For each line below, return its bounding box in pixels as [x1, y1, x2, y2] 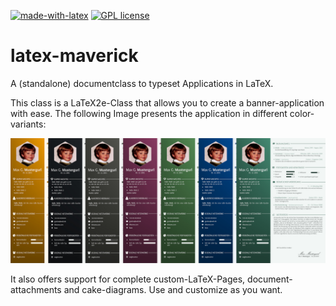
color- [289, 107, 315, 119]
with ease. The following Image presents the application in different [10, 107, 288, 119]
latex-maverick [10, 45, 139, 67]
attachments [10, 283, 62, 295]
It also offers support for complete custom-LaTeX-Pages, [10, 273, 246, 285]
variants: [10, 118, 47, 130]
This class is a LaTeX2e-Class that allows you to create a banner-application [10, 96, 325, 109]
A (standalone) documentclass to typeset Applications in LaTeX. [10, 77, 274, 89]
